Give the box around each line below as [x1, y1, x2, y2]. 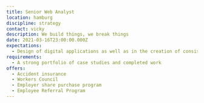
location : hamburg [6, 15, 53, 21]
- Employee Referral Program [12, 88, 86, 94]
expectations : [6, 43, 42, 49]
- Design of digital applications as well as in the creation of [12, 48, 181, 55]
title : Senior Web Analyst [6, 8, 75, 15]
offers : [6, 65, 26, 71]
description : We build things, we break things [6, 32, 129, 38]
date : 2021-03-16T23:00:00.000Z [6, 37, 88, 43]
